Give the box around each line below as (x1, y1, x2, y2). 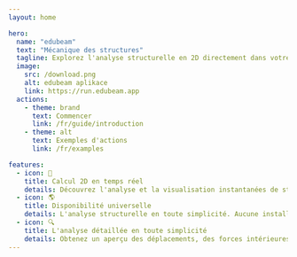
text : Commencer (31, 112, 92, 121)
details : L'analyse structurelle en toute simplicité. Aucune (24, 210, 259, 219)
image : (16, 62, 41, 71)
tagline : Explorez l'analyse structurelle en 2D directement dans (16, 54, 267, 63)
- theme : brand (24, 103, 81, 112)
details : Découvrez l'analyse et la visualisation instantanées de (24, 185, 278, 194)
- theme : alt (24, 128, 73, 137)
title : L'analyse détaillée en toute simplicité (24, 226, 207, 235)
